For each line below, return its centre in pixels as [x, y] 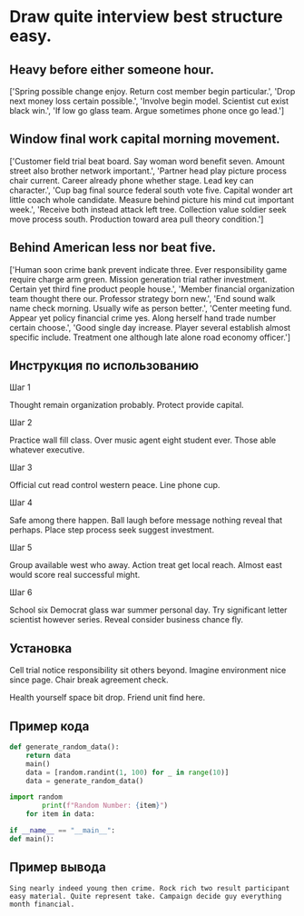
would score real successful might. [75, 575]
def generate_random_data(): [64, 747]
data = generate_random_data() [85, 781]
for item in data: [60, 814]
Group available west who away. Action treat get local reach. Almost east [146, 565]
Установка [41, 648]
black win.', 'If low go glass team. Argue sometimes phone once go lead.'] [147, 110]
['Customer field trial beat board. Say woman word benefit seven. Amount [147, 161]
